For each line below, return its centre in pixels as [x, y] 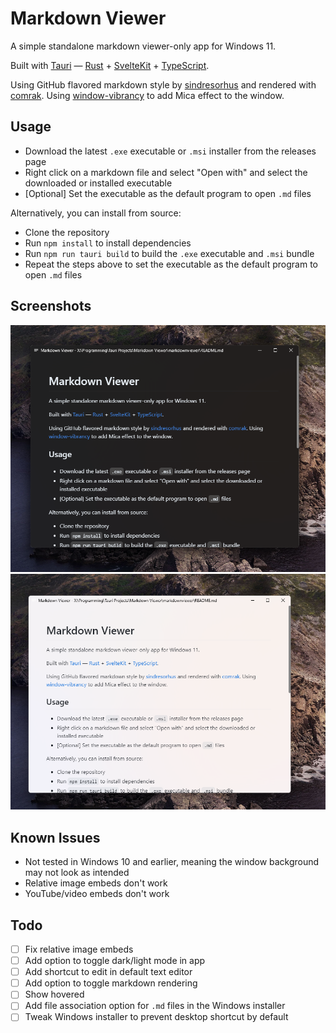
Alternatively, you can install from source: [96, 213]
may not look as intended [77, 873]
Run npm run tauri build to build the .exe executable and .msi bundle [169, 253]
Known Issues [55, 837]
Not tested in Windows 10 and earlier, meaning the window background [172, 862]
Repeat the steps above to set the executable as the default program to [171, 264]
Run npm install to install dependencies [108, 243]
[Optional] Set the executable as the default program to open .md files [168, 193]
